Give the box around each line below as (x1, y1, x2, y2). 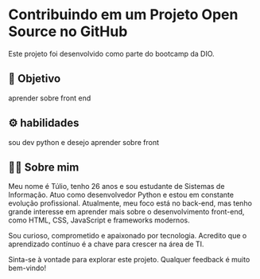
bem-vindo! (8, 263, 46, 273)
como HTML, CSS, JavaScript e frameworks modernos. (8, 215, 190, 225)
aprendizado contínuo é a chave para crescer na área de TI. (8, 239, 204, 249)
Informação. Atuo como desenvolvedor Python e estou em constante (8, 190, 235, 200)
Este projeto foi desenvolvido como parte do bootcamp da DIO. (8, 49, 215, 58)
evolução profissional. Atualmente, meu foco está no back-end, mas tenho (8, 198, 253, 208)
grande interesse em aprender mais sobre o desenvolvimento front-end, (8, 207, 245, 217)
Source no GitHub (8, 22, 128, 41)
